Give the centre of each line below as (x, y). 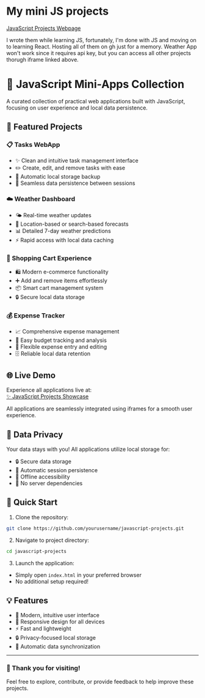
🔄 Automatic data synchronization (58, 647)
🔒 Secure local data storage (50, 297)
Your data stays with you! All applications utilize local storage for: (88, 449)
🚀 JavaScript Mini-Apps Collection (95, 84)
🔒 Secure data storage (43, 462)
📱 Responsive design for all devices (60, 622)
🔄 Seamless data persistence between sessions (75, 183)
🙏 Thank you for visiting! (43, 668)
